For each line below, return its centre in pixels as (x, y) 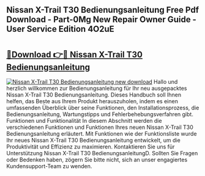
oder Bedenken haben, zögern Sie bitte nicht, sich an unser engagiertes (97, 159)
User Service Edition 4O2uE (60, 29)
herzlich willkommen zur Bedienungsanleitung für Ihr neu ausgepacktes (97, 88)
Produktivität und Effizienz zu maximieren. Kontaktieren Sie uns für (91, 147)
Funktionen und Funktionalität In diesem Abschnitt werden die (84, 121)
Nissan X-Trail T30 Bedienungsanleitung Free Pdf (102, 10)
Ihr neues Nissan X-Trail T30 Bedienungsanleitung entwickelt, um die (93, 140)
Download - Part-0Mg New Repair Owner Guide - (102, 20)
